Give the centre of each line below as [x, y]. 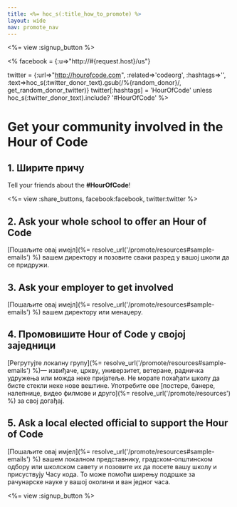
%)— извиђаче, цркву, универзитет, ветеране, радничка [118, 370]
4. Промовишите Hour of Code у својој [97, 335]
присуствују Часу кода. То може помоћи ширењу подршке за [101, 474]
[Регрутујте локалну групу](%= [55, 363]
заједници [32, 345]
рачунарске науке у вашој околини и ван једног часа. [89, 481]
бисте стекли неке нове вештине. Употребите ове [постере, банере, [111, 385]
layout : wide [27, 21]
